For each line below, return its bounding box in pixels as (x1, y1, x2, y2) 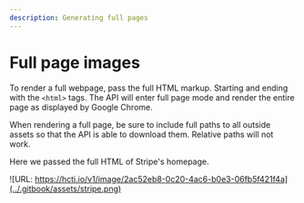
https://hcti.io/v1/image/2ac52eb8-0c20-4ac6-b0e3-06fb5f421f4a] (35, 173, 289, 184)
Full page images (9, 52, 141, 72)
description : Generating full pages (9, 13, 148, 23)
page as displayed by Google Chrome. (9, 101, 153, 112)
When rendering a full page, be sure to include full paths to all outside (9, 119, 271, 130)
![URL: (9, 173, 34, 184)
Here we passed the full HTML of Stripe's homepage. (9, 156, 209, 167)
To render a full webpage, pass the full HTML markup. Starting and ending (9, 82, 289, 93)
